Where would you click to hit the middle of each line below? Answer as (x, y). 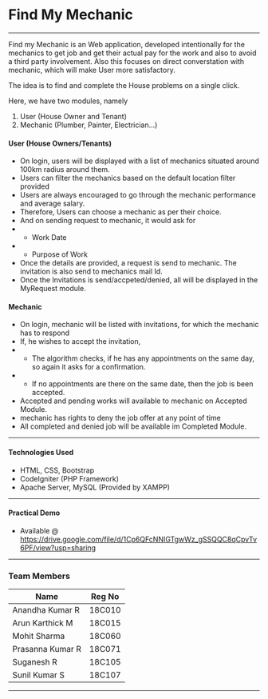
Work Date (49, 238)
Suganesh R (35, 662)
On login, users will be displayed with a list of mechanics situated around (139, 161)
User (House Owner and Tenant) (73, 116)
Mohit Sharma (39, 636)
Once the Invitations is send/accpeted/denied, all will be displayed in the (139, 280)
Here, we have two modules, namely (68, 101)
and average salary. (52, 204)
